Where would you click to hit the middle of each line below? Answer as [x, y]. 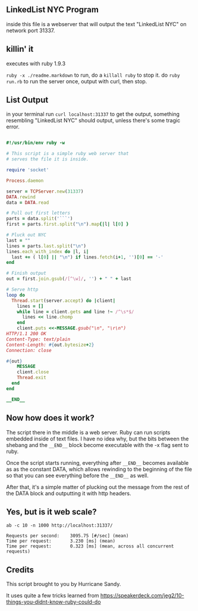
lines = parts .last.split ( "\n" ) [46, 246]
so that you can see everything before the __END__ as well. [77, 475]
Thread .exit [32, 378]
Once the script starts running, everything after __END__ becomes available [98, 462]
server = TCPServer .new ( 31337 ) [45, 191]
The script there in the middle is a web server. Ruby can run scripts [88, 432]
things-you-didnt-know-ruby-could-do [54, 602]
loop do [16, 295]
